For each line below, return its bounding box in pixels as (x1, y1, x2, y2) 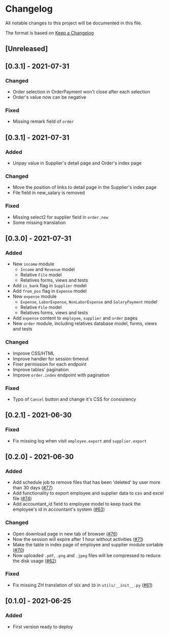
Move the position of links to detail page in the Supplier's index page (12, 184, 157, 190)
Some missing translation (12, 219, 66, 226)
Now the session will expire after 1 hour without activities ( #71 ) (12, 536, 144, 542)
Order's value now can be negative (12, 94, 87, 100)
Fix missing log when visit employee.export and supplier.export (12, 437, 147, 444)
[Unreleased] (5, 44, 48, 53)
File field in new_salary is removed (12, 189, 85, 196)
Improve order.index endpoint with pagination (12, 372, 110, 378)
